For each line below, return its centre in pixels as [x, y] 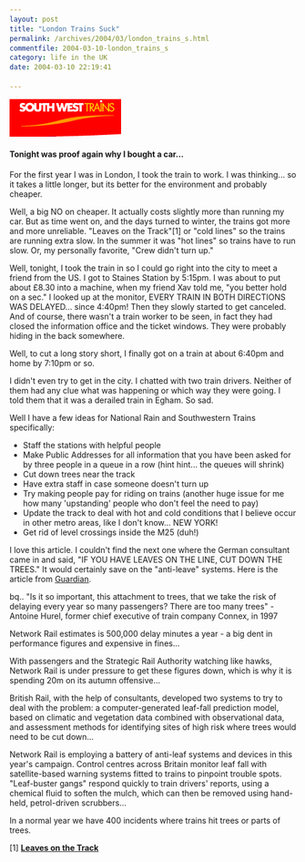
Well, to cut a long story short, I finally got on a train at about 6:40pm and [147, 354]
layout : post [34, 19]
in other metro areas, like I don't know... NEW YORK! [120, 523]
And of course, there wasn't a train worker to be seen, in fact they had [141, 317]
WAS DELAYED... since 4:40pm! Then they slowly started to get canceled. [148, 307]
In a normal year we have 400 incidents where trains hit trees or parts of [145, 821]
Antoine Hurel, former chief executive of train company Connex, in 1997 [144, 616]
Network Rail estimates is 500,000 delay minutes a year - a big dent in [141, 634]
